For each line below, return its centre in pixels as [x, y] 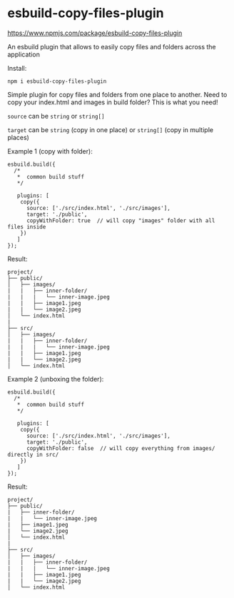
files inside [27, 226]
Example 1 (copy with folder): [50, 151]
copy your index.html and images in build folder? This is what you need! [113, 102]
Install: [17, 68]
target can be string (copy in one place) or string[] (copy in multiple [111, 129]
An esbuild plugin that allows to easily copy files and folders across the [112, 46]
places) [19, 137]
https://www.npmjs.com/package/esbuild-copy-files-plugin [95, 33]
